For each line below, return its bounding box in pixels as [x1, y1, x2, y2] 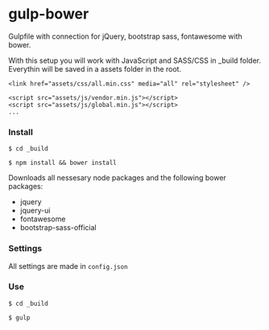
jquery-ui [19, 206, 51, 216]
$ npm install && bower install [8, 159, 117, 167]
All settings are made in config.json [8, 261, 128, 270]
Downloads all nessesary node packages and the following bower [8, 173, 227, 183]
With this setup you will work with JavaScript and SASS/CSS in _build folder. [8, 56, 262, 65]
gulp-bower [8, 5, 89, 23]
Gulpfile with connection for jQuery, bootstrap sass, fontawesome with [8, 31, 243, 41]
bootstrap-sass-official [19, 223, 97, 233]
